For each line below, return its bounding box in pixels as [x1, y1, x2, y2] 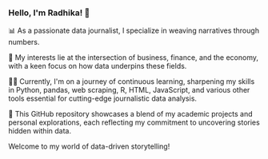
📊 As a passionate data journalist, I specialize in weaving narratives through [8, 26, 260, 35]
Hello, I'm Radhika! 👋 [8, 7, 90, 18]
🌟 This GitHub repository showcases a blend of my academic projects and [8, 109, 254, 119]
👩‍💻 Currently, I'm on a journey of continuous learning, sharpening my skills [8, 77, 255, 86]
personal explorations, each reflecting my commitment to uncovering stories [8, 117, 260, 127]
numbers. [8, 38, 40, 47]
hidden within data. [8, 126, 72, 136]
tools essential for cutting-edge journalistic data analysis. [8, 93, 198, 103]
